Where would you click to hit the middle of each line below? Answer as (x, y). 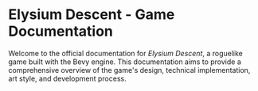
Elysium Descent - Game (92, 15)
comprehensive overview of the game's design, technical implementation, (129, 70)
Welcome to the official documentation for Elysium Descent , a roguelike (125, 53)
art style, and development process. (67, 78)
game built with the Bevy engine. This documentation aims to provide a (125, 62)
